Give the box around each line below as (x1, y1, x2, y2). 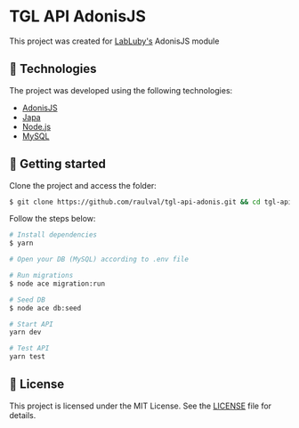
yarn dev (9, 327, 42, 337)
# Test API (9, 344, 50, 353)
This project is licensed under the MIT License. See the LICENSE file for (9, 400, 272, 411)
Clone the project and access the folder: (9, 180, 158, 190)
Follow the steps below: (9, 214, 96, 224)
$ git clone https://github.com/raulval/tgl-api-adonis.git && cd (9, 198, 261, 206)
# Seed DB (9, 295, 46, 304)
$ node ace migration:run (9, 279, 105, 288)
